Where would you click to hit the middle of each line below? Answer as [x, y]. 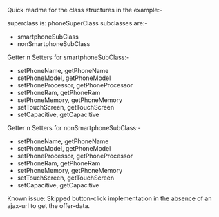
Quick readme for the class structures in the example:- [85, 10]
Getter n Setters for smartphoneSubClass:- [68, 57]
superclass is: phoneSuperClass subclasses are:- [77, 23]
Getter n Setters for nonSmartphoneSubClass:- [74, 128]
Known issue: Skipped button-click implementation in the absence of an [109, 198]
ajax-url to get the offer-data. [49, 206]
